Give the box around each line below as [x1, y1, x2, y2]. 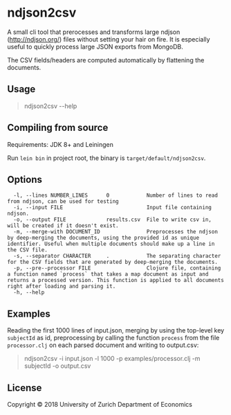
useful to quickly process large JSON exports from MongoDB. [7, 42, 183, 51]
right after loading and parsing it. [7, 283, 116, 290]
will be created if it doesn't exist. [7, 222, 119, 229]
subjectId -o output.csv [24, 362, 91, 370]
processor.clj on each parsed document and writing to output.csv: [7, 341, 199, 349]
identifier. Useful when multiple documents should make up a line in [7, 240, 215, 247]
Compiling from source [7, 122, 109, 134]
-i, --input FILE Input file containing [13, 204, 212, 211]
